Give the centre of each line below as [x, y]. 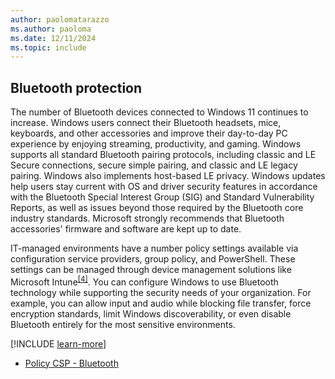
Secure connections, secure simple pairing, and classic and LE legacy [154, 165]
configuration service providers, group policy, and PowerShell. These [153, 259]
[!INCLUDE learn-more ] [58, 343]
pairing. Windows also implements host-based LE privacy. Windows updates [168, 176]
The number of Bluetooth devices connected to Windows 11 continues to [159, 112]
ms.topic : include [48, 47]
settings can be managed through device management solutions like [151, 270]
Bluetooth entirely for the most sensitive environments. [123, 324]
